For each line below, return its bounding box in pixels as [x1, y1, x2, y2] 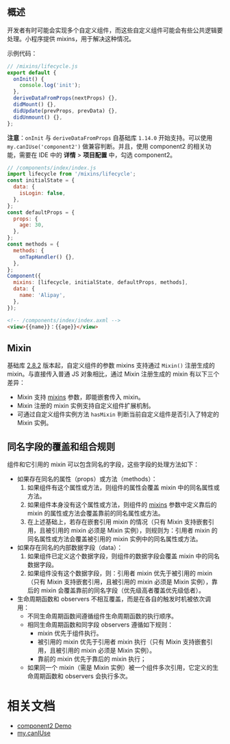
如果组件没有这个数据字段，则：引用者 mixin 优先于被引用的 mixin [27, 569, 213, 577]
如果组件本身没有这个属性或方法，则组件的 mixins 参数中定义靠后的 [27, 501, 217, 509]
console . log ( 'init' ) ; [19, 82, 81, 89]
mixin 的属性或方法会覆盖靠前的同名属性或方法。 [27, 509, 164, 518]
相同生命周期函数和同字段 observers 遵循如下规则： [27, 621, 173, 629]
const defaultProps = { [7, 208, 75, 216]
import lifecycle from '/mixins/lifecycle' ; [7, 171, 136, 178]
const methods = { [7, 241, 60, 248]
